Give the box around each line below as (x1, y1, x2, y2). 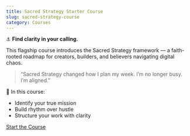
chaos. (6, 59, 22, 66)
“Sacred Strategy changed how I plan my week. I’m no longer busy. (20, 71, 182, 78)
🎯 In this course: (6, 89, 46, 96)
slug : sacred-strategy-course (6, 14, 80, 20)
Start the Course (6, 124, 46, 131)
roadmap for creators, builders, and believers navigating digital (23, 53, 175, 60)
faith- (171, 47, 185, 54)
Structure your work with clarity (14, 112, 91, 119)
